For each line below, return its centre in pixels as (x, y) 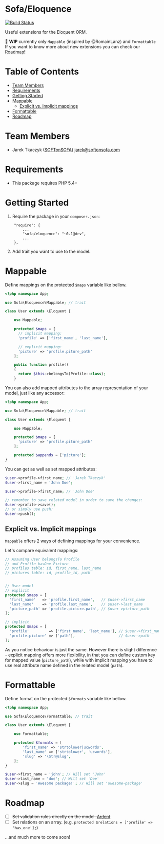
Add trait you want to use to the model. (51, 251)
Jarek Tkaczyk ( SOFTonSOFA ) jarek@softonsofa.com (66, 150)
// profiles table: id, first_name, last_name (53, 568)
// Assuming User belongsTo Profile (42, 559)
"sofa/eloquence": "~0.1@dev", (54, 234)
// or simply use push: (29, 510)
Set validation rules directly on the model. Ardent (61, 816)
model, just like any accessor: (35, 393)
